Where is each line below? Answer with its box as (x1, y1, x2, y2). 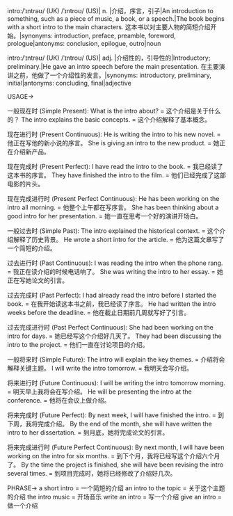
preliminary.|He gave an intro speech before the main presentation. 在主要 (7, 63, 219, 70)
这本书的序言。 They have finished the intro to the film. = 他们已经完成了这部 (7, 171, 226, 179)
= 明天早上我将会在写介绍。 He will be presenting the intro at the (7, 387, 193, 396)
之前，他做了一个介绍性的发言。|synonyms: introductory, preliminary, (13, 71, 212, 79)
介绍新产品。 (13, 147, 50, 156)
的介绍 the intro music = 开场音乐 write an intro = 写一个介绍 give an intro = (7, 493, 223, 501)
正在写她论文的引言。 (7, 276, 68, 284)
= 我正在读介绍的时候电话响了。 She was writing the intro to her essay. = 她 (7, 268, 224, 275)
